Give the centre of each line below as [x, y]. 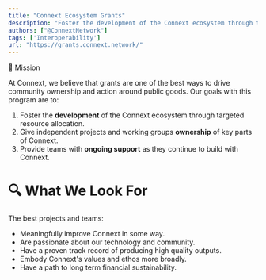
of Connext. [39, 140]
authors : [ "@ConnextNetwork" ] [58, 30]
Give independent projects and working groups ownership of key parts [136, 132]
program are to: [34, 100]
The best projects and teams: [56, 218]
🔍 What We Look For [78, 191]
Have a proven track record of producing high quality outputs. [120, 251]
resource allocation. [52, 124]
